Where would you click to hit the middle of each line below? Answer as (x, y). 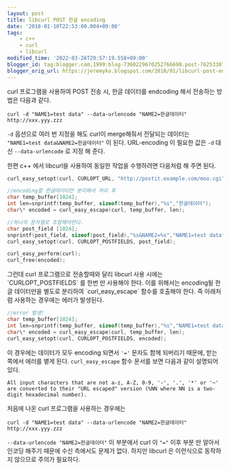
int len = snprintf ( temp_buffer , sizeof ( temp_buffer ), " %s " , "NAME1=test (108, 326)
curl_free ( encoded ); (37, 260)
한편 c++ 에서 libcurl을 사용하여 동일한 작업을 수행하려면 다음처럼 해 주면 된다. (112, 165)
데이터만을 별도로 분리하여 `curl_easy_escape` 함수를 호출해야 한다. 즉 (108, 292)
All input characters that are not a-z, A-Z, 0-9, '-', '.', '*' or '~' (113, 383)
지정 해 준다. (89, 151)
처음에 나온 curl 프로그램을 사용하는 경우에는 (66, 408)
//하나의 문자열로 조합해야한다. (46, 222)
